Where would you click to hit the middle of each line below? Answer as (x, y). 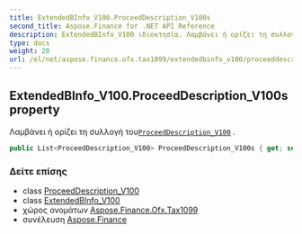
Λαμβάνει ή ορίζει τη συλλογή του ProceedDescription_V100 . (122, 131)
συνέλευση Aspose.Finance (75, 219)
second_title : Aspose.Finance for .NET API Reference (112, 26)
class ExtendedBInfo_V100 (71, 200)
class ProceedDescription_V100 (80, 191)
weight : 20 (30, 51)
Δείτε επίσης (38, 171)
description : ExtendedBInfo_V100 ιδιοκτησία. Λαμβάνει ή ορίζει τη (138, 34)
